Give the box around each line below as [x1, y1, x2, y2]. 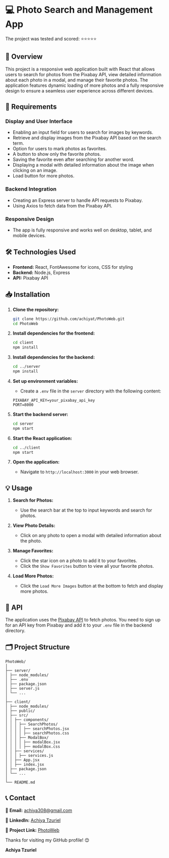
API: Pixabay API [12, 274, 48, 281]
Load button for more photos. [12, 173, 75, 179]
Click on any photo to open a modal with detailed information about [20, 532, 161, 539]
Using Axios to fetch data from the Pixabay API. [12, 202, 112, 208]
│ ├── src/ [5, 712, 29, 718]
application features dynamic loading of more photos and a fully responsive [5, 82, 164, 88]
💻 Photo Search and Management [5, 4, 153, 16]
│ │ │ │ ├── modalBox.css [5, 744, 60, 749]
